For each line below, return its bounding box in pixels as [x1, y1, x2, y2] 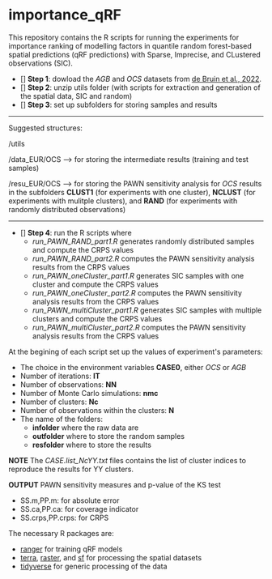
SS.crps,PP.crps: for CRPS [19, 513, 109, 522]
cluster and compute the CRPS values [32, 279, 159, 289]
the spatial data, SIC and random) [19, 91, 133, 100]
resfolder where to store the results [32, 440, 152, 449]
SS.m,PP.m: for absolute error [19, 496, 120, 505]
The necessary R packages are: [8, 528, 115, 538]
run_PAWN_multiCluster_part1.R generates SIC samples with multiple [32, 305, 262, 315]
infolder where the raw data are [32, 423, 139, 432]
